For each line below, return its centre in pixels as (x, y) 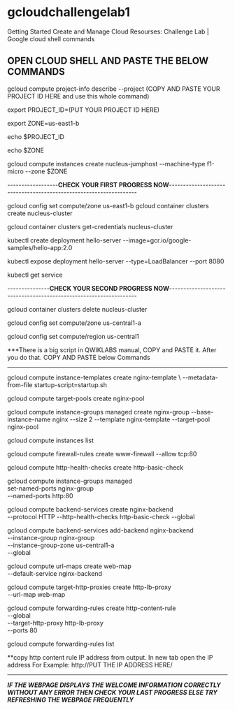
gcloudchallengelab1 (69, 12)
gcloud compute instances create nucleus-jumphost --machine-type (106, 164)
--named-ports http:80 (40, 495)
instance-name (29, 419)
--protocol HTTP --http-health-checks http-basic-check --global (101, 516)
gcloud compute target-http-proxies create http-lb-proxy (89, 587)
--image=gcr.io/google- (157, 240)
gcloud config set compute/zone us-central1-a (74, 323)
